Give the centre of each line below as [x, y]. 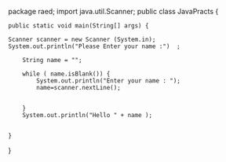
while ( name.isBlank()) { [66, 74]
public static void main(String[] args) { [78, 26]
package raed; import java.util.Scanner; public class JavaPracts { [113, 11]
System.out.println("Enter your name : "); [108, 81]
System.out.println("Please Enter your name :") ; [94, 46]
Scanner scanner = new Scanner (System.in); [82, 39]
